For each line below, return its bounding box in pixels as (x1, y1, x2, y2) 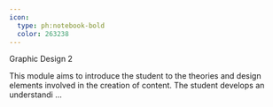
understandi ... (9, 89, 62, 100)
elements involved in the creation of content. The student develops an (9, 80, 265, 91)
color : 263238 (17, 29, 69, 38)
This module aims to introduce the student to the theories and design (9, 71, 261, 81)
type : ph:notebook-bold (17, 21, 105, 30)
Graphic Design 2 (9, 54, 74, 65)
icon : (9, 12, 29, 22)
